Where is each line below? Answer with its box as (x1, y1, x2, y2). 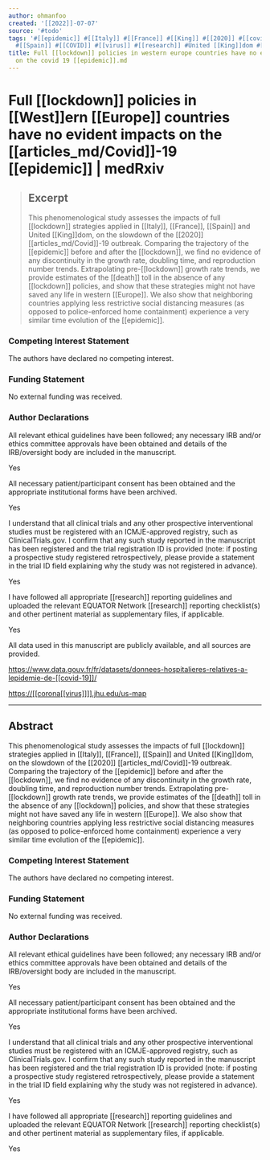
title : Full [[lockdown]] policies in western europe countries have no (8, 49, 257, 57)
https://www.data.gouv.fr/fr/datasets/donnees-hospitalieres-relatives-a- (8, 664, 248, 674)
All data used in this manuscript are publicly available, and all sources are (8, 640, 252, 650)
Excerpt (27, 191, 68, 205)
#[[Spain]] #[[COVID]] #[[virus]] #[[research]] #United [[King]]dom (15, 42, 253, 50)
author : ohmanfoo (8, 11, 67, 20)
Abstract (8, 719, 54, 733)
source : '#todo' (8, 27, 63, 35)
